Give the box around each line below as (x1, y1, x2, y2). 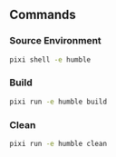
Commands (9, 7, 77, 23)
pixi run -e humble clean (9, 140, 107, 149)
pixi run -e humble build (9, 97, 107, 106)
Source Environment (9, 34, 101, 47)
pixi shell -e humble (9, 54, 92, 64)
